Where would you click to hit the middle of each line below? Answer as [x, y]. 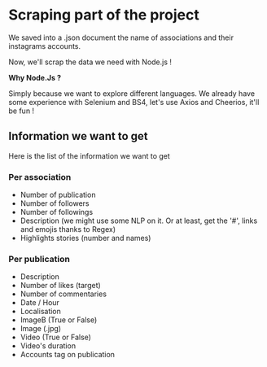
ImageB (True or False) [59, 320]
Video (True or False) [56, 337]
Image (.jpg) [41, 329]
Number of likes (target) [61, 286]
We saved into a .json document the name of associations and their [121, 37]
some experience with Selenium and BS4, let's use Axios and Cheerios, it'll [134, 102]
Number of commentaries [63, 294]
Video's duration [48, 346]
